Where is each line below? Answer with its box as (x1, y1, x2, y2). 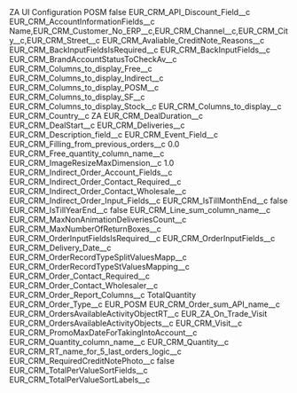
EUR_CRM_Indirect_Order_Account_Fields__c (9, 167, 173, 177)
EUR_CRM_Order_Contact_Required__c (9, 271, 151, 281)
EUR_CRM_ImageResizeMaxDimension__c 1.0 (9, 158, 175, 168)
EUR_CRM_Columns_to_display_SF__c (9, 91, 145, 102)
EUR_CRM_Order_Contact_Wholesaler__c (9, 280, 159, 290)
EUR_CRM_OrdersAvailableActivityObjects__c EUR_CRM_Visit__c (9, 318, 243, 328)
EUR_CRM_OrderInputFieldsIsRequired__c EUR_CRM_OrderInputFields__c (9, 233, 276, 243)
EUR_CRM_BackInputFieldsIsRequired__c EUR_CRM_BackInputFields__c (9, 44, 271, 55)
